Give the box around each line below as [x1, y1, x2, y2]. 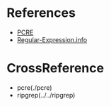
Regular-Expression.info [16, 35, 88, 44]
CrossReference [6, 60, 104, 77]
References [6, 5, 76, 21]
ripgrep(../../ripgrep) [16, 91, 76, 99]
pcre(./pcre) [16, 83, 52, 92]
